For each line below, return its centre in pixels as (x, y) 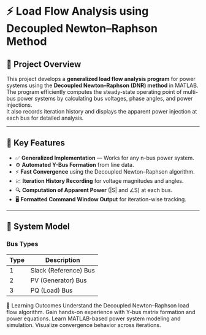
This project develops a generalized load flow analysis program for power (101, 79)
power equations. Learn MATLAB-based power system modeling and (93, 318)
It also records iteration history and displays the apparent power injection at (102, 111)
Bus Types (22, 244)
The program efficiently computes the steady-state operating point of (94, 92)
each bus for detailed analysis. (45, 118)
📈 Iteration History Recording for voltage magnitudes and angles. (99, 180)
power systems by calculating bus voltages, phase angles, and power (105, 98)
